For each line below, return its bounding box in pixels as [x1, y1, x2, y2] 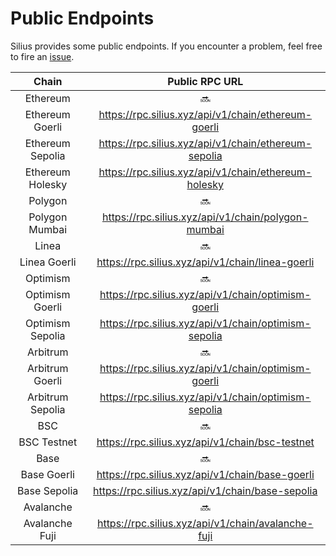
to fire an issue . [10, 50, 75, 62]
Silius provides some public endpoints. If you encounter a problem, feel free [10, 40, 323, 52]
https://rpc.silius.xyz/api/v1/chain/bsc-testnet [96, 435, 315, 449]
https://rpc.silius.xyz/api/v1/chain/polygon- [101, 210, 309, 224]
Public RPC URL [167, 74, 244, 88]
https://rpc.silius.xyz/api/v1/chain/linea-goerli [96, 255, 315, 269]
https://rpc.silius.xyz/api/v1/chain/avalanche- [96, 516, 314, 530]
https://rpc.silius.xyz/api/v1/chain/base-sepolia [93, 483, 318, 497]
